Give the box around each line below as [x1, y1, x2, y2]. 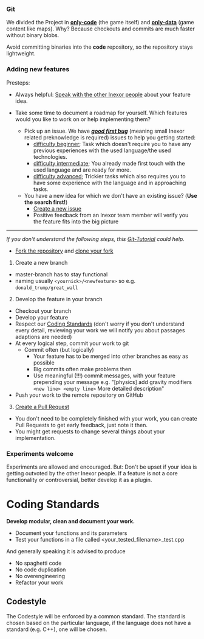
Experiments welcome [6, 449, 74, 458]
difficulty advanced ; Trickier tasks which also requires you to [33, 172, 186, 180]
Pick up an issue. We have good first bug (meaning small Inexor [24, 127, 185, 134]
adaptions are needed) [15, 333, 72, 340]
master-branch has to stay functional [15, 270, 108, 278]
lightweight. [6, 50, 36, 57]
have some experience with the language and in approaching [33, 179, 186, 186]
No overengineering [15, 572, 66, 579]
